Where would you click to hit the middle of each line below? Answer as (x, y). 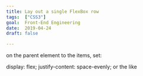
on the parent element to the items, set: (54, 55)
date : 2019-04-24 (29, 28)
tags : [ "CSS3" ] (26, 17)
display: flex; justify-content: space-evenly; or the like (71, 67)
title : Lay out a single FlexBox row (53, 11)
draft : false (22, 34)
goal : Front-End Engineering (43, 22)
